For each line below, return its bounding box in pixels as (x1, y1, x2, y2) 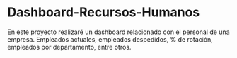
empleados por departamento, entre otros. (7, 42, 132, 51)
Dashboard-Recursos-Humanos (7, 4, 200, 21)
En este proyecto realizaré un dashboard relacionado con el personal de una (7, 28, 230, 36)
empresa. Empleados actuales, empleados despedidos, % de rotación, (7, 35, 214, 43)
